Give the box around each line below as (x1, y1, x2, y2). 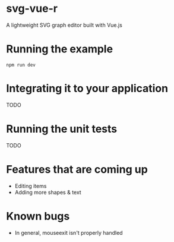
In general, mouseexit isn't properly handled (14, 229, 123, 236)
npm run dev (6, 62, 36, 68)
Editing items (14, 182, 47, 189)
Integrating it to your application (6, 82, 168, 95)
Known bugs (6, 209, 70, 223)
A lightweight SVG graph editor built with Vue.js (6, 21, 123, 29)
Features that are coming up (6, 162, 148, 176)
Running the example (6, 42, 113, 56)
